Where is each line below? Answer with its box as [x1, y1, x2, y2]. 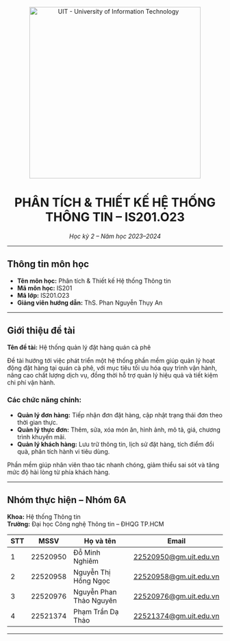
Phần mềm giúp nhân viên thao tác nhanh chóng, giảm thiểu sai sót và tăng [7, 461, 220, 469]
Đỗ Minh [73, 548, 101, 557]
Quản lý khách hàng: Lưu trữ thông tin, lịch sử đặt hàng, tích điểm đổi [16, 440, 214, 448]
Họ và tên [84, 536, 116, 546]
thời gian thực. [16, 418, 58, 426]
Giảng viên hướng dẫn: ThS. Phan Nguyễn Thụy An [16, 299, 163, 307]
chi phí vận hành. [7, 378, 56, 386]
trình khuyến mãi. [16, 432, 66, 441]
